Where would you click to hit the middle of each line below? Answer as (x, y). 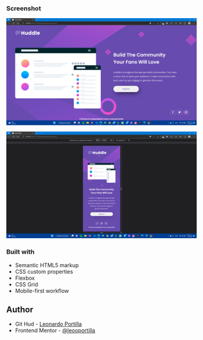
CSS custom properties (44, 271)
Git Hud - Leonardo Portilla (48, 324)
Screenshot (24, 8)
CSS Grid (26, 284)
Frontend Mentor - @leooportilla (55, 330)
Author (20, 310)
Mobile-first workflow (42, 291)
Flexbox (25, 278)
